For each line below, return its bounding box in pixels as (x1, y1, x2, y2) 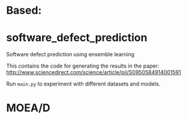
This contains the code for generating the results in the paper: (6, 62, 160, 69)
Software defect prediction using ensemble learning (6, 51, 135, 58)
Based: (6, 4, 42, 17)
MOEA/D (6, 101, 50, 115)
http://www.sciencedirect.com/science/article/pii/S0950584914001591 (6, 69, 182, 76)
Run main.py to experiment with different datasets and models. (6, 80, 161, 87)
